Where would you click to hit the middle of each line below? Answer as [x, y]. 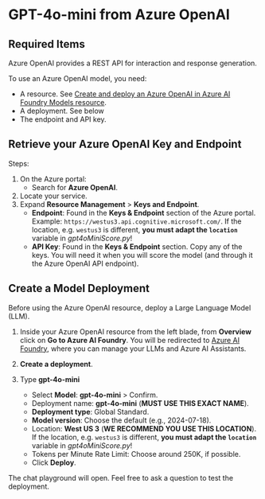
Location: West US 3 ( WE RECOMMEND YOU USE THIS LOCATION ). [144, 428]
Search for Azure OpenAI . [74, 187]
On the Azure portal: [53, 179]
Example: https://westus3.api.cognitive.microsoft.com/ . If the [136, 221]
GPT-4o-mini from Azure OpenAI [119, 15]
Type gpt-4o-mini [50, 379]
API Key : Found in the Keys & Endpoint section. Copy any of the [137, 246]
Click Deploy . [54, 462]
